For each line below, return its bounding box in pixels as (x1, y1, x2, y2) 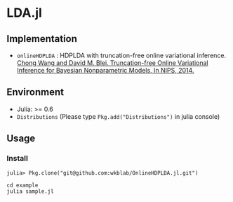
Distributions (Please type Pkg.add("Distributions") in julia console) (16, 112, 220, 120)
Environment (6, 86, 65, 99)
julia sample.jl (6, 188, 54, 195)
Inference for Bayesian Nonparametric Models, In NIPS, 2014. (16, 66, 194, 74)
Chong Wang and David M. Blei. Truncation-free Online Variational (16, 59, 208, 67)
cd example (6, 182, 39, 189)
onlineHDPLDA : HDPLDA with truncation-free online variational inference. (16, 51, 227, 59)
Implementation (6, 33, 78, 45)
